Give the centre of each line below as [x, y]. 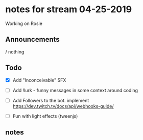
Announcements [32, 39]
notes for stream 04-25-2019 [69, 9]
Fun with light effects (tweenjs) [45, 116]
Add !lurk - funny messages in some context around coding [75, 90]
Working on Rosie [24, 23]
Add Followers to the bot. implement [51, 100]
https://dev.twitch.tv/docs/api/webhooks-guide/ [63, 106]
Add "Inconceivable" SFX [39, 80]
